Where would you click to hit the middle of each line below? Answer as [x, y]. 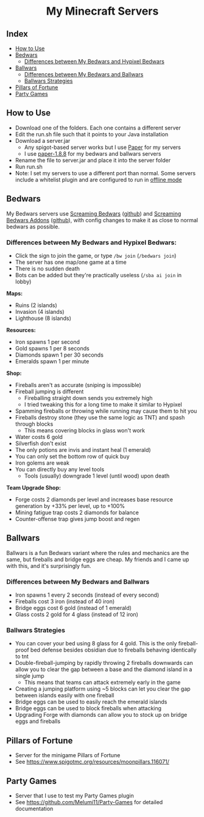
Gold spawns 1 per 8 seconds [52, 348]
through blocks [34, 424]
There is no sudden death [47, 268]
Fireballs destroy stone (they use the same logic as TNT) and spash [100, 417]
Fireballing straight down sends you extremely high [88, 398]
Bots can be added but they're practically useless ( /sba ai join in [98, 275]
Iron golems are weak [42, 463]
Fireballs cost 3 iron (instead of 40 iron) [65, 601]
